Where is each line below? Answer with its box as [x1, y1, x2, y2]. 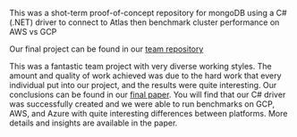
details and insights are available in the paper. [9, 117, 178, 128]
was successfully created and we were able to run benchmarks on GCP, [9, 99, 276, 109]
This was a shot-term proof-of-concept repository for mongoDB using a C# [9, 8, 288, 18]
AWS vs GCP [9, 27, 57, 36]
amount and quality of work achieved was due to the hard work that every [9, 70, 282, 81]
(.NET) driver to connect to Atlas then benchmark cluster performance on [9, 17, 280, 28]
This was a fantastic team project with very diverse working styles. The [9, 61, 272, 71]
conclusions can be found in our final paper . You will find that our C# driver [9, 89, 286, 100]
